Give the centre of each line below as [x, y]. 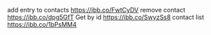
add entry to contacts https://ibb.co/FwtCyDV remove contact [96, 10]
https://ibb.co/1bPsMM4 [42, 24]
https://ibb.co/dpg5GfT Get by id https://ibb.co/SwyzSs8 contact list [106, 17]
